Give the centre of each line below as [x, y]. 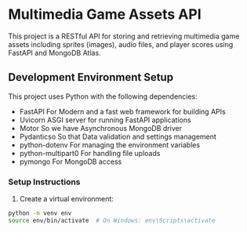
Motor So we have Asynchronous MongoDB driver [101, 128]
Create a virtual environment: [66, 199]
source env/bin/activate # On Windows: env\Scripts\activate [112, 220]
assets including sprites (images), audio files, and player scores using [121, 44]
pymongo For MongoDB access [71, 161]
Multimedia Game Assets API [105, 14]
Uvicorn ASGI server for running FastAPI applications [105, 120]
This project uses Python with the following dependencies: [103, 96]
